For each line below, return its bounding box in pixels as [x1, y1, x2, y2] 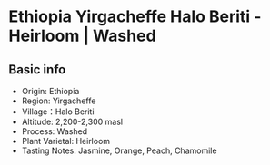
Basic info [8, 62, 66, 77]
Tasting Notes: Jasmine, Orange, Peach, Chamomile [21, 145, 217, 156]
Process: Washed [21, 126, 88, 137]
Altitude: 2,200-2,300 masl [21, 116, 124, 127]
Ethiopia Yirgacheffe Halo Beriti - [8, 6, 262, 27]
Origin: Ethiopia [21, 86, 80, 96]
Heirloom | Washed [8, 25, 156, 46]
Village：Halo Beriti [21, 106, 95, 117]
